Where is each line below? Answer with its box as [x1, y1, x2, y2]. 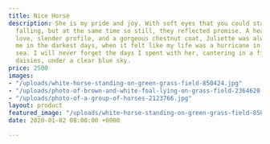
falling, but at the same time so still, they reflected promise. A [15, 27, 250, 35]
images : [8, 72, 35, 80]
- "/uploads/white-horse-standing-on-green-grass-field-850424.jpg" [8, 79, 243, 87]
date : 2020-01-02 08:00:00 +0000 [8, 117, 121, 125]
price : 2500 [8, 64, 48, 72]
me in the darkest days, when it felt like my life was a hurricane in [15, 42, 261, 50]
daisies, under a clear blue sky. [15, 57, 131, 65]
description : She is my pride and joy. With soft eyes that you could [8, 19, 250, 27]
